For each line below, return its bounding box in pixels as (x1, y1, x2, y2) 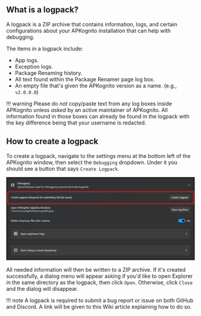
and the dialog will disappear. (6, 285, 79, 292)
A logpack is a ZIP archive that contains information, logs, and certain (6, 20, 178, 28)
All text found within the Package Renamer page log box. (14, 75, 156, 83)
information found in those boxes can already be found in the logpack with (6, 113, 190, 120)
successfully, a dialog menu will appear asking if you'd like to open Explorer (6, 272, 193, 279)
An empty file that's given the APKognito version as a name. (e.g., (14, 82, 177, 89)
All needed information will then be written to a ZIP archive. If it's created (6, 266, 186, 273)
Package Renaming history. (14, 69, 83, 77)
